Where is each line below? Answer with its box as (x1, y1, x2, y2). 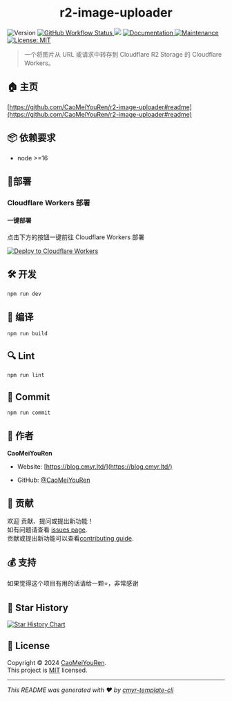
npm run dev (7, 290, 41, 297)
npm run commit (7, 409, 51, 416)
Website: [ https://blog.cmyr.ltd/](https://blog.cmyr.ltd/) (17, 462, 173, 471)
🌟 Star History (7, 601, 69, 613)
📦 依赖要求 (7, 132, 57, 144)
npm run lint (7, 372, 45, 379)
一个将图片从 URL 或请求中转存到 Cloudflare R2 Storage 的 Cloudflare (23, 50, 222, 58)
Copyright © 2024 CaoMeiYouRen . (7, 658, 107, 666)
